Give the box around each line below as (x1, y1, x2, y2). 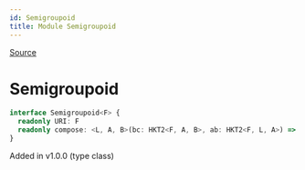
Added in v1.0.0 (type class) (9, 150, 114, 161)
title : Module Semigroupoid (9, 22, 117, 31)
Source (9, 46, 37, 57)
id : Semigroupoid (9, 13, 76, 23)
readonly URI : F (17, 117, 79, 126)
